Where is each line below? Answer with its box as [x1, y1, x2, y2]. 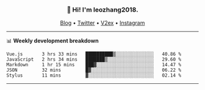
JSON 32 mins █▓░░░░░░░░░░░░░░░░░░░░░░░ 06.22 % [6, 67, 182, 74]
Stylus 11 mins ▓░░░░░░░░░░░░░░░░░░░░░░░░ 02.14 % [6, 72, 182, 78]
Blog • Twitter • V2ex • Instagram [60, 19, 145, 27]
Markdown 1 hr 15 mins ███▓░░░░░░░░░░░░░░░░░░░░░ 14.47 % [6, 62, 182, 68]
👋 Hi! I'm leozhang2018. [67, 5, 138, 14]
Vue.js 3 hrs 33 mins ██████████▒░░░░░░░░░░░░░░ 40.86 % [6, 51, 182, 57]
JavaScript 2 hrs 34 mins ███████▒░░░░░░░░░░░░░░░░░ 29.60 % [6, 57, 182, 63]
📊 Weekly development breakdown [6, 37, 99, 44]
